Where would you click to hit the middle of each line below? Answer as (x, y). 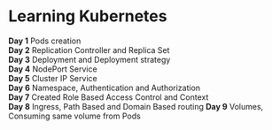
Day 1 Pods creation (45, 41)
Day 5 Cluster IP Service (53, 78)
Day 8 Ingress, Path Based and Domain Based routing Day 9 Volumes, (136, 106)
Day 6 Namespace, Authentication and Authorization (105, 88)
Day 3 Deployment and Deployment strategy (89, 59)
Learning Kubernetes (88, 16)
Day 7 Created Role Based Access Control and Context (109, 97)
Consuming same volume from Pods (74, 116)
